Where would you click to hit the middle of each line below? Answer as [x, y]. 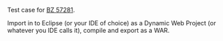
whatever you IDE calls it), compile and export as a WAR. [89, 30]
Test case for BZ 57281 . [41, 10]
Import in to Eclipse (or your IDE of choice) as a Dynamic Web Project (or [111, 23]
